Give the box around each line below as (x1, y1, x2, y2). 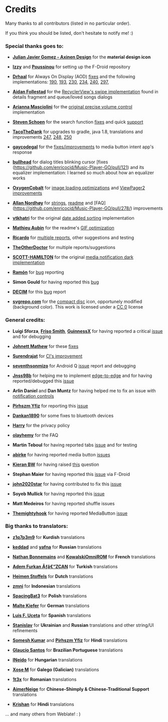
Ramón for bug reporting (12, 269, 64, 275)
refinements (12, 627, 38, 633)
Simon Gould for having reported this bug (12, 279, 99, 285)
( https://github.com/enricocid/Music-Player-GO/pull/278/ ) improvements (12, 205, 163, 211)
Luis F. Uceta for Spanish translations (12, 612, 91, 618)
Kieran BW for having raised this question (12, 461, 99, 467)
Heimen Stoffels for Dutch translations (12, 573, 94, 579)
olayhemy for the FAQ (12, 432, 59, 438)
